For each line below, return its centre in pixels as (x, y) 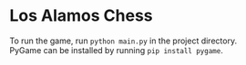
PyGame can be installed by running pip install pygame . (116, 50)
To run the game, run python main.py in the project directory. (123, 41)
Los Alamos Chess (81, 16)
